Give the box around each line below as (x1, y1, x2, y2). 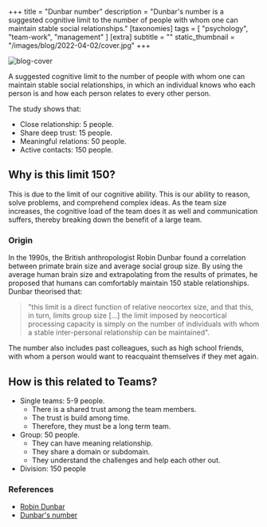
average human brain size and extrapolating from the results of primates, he (8, 270, 258, 279)
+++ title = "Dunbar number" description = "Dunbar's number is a (8, 7, 225, 16)
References (8, 483, 54, 494)
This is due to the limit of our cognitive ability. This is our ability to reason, (8, 189, 250, 199)
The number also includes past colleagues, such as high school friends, (8, 343, 245, 353)
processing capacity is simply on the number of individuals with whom (27, 319, 260, 329)
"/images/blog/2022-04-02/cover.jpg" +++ (8, 41, 151, 50)
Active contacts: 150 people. (19, 145, 114, 154)
